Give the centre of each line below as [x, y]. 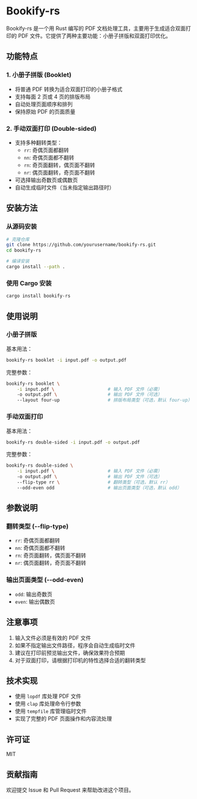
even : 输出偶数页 [35, 601]
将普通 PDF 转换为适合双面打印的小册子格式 [68, 89]
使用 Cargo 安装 [29, 283]
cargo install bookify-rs [38, 296]
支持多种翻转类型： [39, 142]
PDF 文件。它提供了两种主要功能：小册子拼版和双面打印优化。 [94, 36]
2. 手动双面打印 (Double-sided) [51, 128]
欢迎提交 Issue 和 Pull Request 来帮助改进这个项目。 [70, 790]
